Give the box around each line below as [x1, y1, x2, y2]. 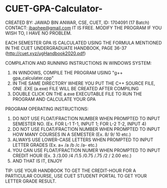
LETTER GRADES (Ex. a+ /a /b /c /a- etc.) [12, 142, 97, 148]
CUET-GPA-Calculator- [5, 3, 103, 14]
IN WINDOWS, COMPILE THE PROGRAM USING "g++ [12, 69, 123, 75]
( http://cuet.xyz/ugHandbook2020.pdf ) [5, 50, 86, 56]
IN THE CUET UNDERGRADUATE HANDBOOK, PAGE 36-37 [5, 45, 127, 51]
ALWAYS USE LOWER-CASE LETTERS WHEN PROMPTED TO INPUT [12, 137, 153, 143]
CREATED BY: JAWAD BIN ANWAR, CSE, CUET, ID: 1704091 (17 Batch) [5, 19, 149, 25]
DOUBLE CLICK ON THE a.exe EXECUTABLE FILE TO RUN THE [12, 91, 142, 97]
